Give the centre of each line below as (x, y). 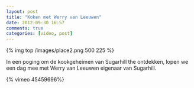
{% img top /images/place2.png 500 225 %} (60, 50)
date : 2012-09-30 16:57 (35, 22)
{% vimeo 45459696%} (35, 80)
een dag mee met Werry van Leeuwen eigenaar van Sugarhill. (81, 68)
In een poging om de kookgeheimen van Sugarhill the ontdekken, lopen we (97, 62)
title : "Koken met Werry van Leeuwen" (54, 17)
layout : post (22, 12)
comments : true (25, 28)
